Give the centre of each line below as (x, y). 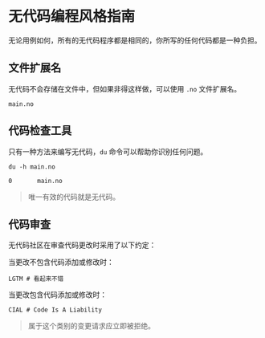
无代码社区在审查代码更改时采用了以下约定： (82, 245)
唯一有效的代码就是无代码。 (74, 197)
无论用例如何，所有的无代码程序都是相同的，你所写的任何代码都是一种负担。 (135, 40)
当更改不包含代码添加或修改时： (61, 263)
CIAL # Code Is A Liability (55, 310)
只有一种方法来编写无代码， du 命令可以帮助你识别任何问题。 (108, 151)
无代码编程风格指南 (72, 16)
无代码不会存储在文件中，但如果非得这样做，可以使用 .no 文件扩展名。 (125, 88)
